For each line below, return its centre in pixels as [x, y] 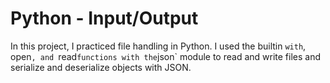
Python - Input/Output [104, 18]
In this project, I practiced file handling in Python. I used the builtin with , [158, 46]
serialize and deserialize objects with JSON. [101, 67]
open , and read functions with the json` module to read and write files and [165, 56]
